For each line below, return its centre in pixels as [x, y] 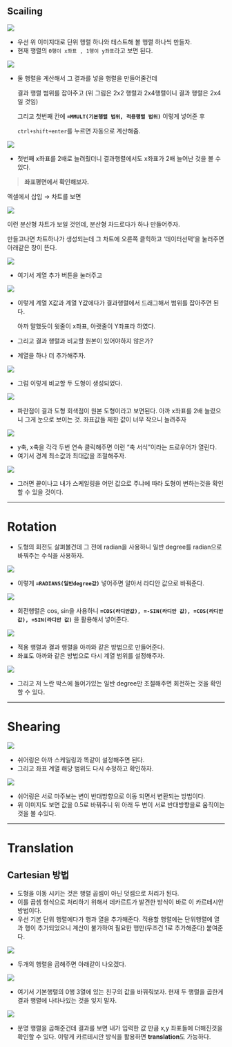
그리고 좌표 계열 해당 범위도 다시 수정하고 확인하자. [85, 768]
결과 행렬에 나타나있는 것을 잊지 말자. [67, 1000]
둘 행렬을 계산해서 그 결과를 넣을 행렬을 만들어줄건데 [87, 78]
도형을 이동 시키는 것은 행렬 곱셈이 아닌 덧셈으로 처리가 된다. [98, 893]
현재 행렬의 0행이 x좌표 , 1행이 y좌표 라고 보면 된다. [85, 50]
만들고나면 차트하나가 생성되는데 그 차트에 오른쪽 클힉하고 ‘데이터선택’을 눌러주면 [116, 238]
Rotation [32, 527]
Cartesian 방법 [38, 875]
